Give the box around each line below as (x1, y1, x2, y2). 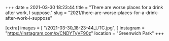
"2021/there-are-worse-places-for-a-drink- (67, 10, 159, 16)
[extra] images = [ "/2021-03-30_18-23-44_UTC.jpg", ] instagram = (5, 25, 145, 31)
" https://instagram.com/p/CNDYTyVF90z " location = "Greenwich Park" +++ (5, 30, 164, 36)
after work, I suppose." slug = (5, 10, 67, 16)
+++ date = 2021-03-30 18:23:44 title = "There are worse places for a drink (5, 5, 163, 10)
